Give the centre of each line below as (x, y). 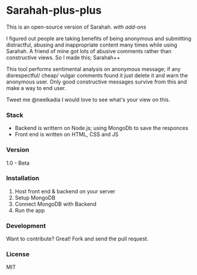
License (18, 254)
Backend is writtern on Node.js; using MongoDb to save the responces (101, 128)
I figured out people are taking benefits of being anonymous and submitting (99, 38)
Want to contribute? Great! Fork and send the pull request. (77, 239)
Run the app (30, 210)
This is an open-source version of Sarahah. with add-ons (76, 27)
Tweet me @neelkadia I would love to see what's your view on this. (88, 100)
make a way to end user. (36, 88)
